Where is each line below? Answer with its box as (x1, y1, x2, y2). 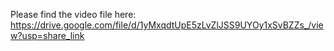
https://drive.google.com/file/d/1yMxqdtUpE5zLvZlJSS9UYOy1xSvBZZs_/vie (10, 19, 324, 31)
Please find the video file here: (10, 9, 137, 20)
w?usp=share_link (10, 30, 85, 41)
